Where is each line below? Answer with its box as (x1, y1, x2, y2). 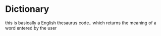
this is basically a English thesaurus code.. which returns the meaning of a (5, 20, 157, 26)
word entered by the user (5, 25, 57, 31)
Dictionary (5, 3, 50, 15)
